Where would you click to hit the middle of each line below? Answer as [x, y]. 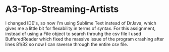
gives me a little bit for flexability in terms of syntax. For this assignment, [80, 28]
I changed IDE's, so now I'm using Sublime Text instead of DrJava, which [81, 23]
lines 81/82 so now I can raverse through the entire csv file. [67, 44]
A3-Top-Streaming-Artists [62, 9]
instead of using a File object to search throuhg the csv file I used [73, 33]
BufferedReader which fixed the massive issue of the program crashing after [84, 39]
